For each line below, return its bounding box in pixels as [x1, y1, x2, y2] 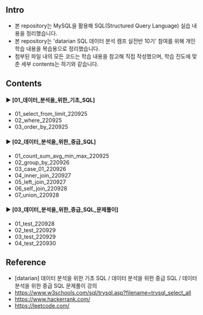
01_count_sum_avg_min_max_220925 [14, 152, 109, 159]
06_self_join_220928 [14, 184, 68, 192]
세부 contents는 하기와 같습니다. [21, 60, 99, 67]
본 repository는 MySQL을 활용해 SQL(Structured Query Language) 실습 [14, 21, 191, 29]
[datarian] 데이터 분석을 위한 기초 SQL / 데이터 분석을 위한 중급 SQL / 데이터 [14, 274, 197, 281]
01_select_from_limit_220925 [14, 110, 88, 118]
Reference [6, 257, 46, 268]
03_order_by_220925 [14, 123, 68, 131]
